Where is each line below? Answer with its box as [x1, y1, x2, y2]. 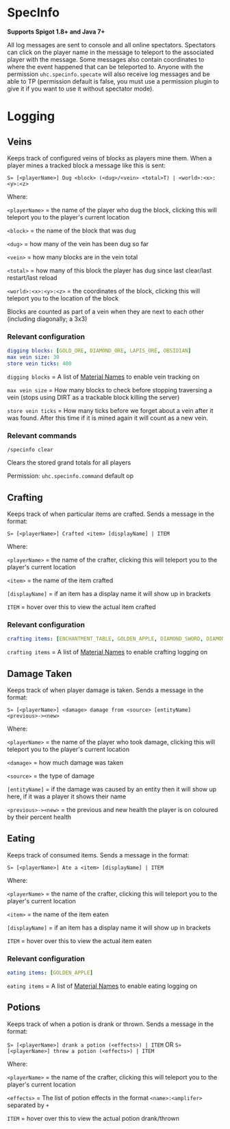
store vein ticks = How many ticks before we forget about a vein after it [7, 406, 214, 414]
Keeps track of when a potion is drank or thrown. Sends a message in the [7, 1020, 214, 1028]
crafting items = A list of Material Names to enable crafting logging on [7, 648, 207, 656]
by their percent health [7, 813, 72, 821]
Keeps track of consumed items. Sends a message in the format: [7, 851, 190, 859]
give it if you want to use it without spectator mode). [7, 84, 154, 93]
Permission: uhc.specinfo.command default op [7, 472, 134, 480]
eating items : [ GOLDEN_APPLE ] [7, 969, 94, 977]
